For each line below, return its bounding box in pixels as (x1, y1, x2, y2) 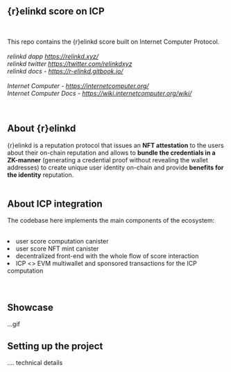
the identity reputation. (7, 170, 74, 179)
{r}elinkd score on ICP (7, 6, 105, 17)
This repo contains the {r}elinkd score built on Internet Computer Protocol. (7, 37, 220, 46)
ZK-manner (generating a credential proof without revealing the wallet (7, 155, 208, 164)
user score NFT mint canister (16, 244, 99, 253)
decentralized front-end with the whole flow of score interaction (16, 252, 199, 260)
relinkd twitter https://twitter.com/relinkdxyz (7, 59, 132, 68)
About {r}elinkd (7, 123, 76, 135)
